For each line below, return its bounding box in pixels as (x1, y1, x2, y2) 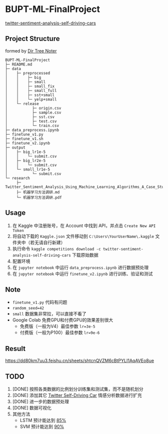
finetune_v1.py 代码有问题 (12, 299, 67, 305)
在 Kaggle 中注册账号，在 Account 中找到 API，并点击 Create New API (12, 222, 156, 228)
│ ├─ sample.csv (5, 110, 61, 115)
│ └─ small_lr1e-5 (5, 166, 50, 172)
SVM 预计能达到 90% (19, 423, 64, 429)
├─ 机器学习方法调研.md (16, 189, 60, 194)
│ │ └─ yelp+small (5, 96, 57, 102)
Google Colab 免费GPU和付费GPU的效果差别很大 (12, 317, 113, 323)
